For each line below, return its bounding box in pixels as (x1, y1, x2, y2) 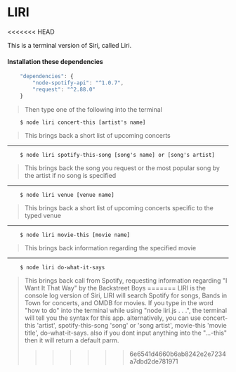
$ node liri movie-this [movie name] (20, 231, 131, 238)
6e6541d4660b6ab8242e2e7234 (129, 349, 226, 358)
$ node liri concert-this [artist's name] (20, 119, 146, 126)
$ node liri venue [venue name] (20, 191, 114, 198)
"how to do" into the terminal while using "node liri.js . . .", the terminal (24, 306, 227, 314)
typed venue (24, 211, 62, 219)
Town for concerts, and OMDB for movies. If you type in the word (24, 298, 214, 307)
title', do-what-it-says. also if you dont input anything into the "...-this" (24, 328, 227, 337)
